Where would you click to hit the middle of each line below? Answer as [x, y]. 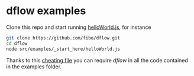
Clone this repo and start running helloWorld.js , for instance [79, 27]
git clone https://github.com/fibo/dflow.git [63, 38]
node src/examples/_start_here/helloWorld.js [63, 49]
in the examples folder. [34, 67]
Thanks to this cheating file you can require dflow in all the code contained [97, 60]
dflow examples [46, 11]
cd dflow [17, 43]
